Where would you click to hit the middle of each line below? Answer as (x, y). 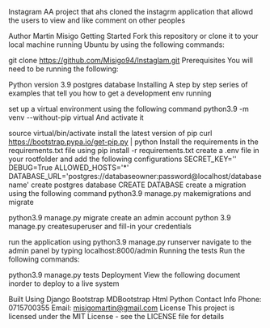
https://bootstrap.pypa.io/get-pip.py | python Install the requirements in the (133, 142)
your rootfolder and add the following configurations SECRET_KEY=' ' (122, 159)
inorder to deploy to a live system (64, 283)
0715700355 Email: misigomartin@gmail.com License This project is (122, 308)
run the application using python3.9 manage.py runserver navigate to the (130, 242)
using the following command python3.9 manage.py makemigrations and (130, 193)
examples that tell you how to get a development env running (110, 93)
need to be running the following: (63, 69)
